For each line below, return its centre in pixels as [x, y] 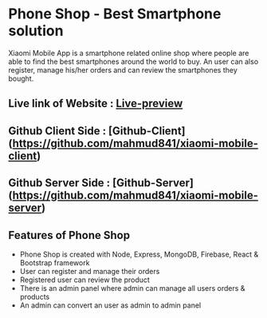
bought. [21, 78]
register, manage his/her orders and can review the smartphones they [123, 70]
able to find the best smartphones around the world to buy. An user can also [133, 62]
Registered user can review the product [84, 280]
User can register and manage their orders [90, 271]
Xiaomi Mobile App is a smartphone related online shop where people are [129, 53]
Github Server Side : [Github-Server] [101, 183]
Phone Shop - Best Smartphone [115, 14]
